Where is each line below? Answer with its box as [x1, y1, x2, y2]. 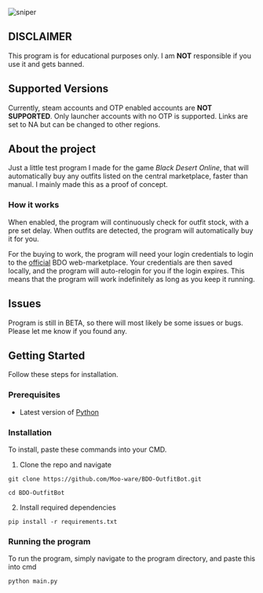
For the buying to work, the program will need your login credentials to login [8, 249, 254, 258]
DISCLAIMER [8, 30, 72, 43]
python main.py [8, 577, 58, 585]
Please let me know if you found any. [8, 326, 128, 335]
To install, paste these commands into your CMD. [8, 445, 167, 454]
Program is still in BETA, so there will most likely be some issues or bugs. [8, 318, 243, 328]
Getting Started [8, 349, 86, 362]
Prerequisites [8, 390, 60, 401]
